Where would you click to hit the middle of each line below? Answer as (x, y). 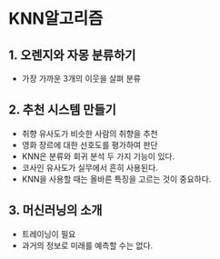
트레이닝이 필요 (49, 234)
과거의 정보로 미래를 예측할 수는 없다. (87, 245)
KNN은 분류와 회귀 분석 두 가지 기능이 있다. (98, 156)
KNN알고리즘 (56, 19)
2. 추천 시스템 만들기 (63, 110)
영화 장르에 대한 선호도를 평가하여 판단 (90, 144)
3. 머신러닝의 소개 (55, 210)
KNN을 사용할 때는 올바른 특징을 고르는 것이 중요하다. (116, 179)
